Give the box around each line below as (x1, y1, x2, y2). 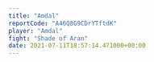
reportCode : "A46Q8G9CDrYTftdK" (8, 19, 117, 27)
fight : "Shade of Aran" (8, 34, 89, 43)
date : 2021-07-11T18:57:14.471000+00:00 (8, 42, 147, 50)
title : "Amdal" (8, 11, 60, 20)
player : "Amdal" (8, 27, 63, 35)
